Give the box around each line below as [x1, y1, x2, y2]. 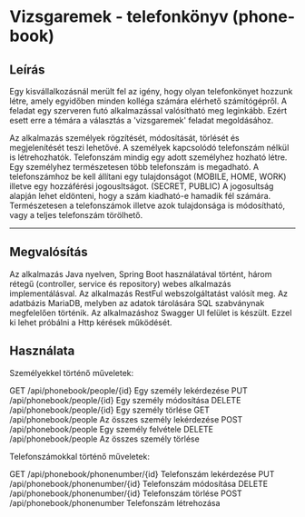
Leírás [9, 62, 45, 77]
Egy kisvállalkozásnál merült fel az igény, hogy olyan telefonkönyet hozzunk [9, 86, 293, 96]
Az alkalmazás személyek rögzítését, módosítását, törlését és [9, 133, 240, 143]
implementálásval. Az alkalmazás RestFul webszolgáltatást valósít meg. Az [9, 288, 289, 299]
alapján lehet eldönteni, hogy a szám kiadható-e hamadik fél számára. [9, 191, 271, 201]
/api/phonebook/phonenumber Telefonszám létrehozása [9, 497, 221, 508]
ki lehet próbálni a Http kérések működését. [9, 316, 172, 328]
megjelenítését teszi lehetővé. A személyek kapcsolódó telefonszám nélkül [9, 143, 290, 153]
